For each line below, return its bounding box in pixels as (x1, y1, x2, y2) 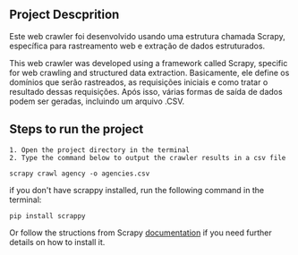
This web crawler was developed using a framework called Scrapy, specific (9, 57, 288, 68)
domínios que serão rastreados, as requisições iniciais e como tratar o (9, 76, 268, 88)
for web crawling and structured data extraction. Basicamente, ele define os (9, 67, 290, 78)
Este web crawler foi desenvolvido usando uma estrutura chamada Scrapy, (9, 30, 286, 41)
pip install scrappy (9, 211, 87, 220)
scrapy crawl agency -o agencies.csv (9, 169, 150, 178)
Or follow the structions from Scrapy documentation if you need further (9, 227, 272, 238)
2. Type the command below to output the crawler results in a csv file (9, 153, 286, 162)
